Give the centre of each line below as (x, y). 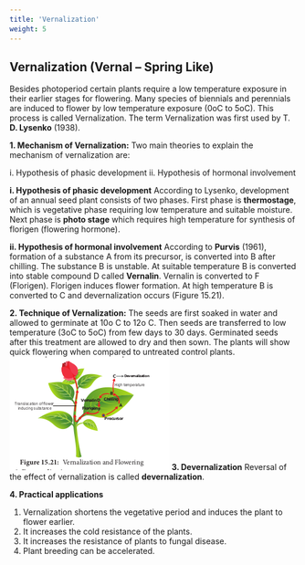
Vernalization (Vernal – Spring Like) (112, 67)
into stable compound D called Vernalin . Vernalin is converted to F (135, 276)
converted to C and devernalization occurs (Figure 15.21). (117, 296)
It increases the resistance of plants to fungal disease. (124, 541)
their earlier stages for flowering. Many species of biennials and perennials (150, 99)
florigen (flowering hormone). (65, 229)
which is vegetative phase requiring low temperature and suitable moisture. (151, 210)
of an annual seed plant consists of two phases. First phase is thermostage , (153, 200)
